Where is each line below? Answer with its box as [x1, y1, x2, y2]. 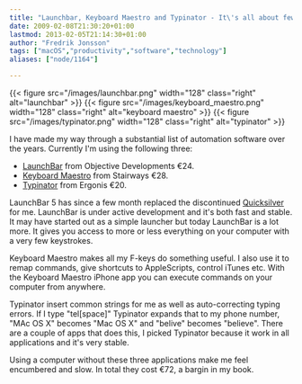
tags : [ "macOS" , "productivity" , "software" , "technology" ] [9, 47, 227, 56]
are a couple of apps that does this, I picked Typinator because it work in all [9, 327, 289, 338]
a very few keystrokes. [9, 236, 93, 246]
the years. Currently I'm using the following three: [9, 143, 193, 154]
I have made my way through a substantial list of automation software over [9, 134, 286, 144]
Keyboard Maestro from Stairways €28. [22, 170, 169, 181]
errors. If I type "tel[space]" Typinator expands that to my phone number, [9, 308, 280, 319]
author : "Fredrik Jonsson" [9, 38, 111, 48]
